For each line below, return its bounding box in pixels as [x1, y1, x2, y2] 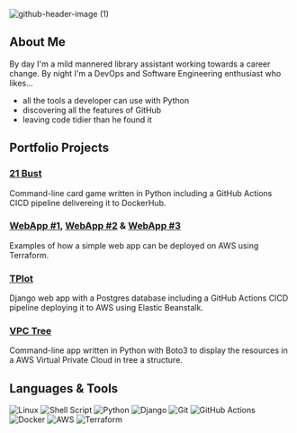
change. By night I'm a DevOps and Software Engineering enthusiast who [9, 68, 282, 78]
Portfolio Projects [9, 140, 110, 156]
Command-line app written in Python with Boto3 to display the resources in [9, 345, 288, 356]
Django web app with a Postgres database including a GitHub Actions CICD [9, 293, 289, 303]
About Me [9, 34, 66, 50]
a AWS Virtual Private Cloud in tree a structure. [9, 355, 183, 365]
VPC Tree [9, 325, 52, 338]
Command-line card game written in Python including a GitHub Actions [9, 187, 273, 198]
